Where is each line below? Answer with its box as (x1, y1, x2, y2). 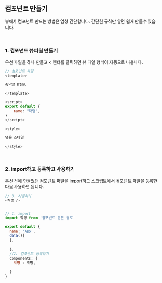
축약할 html (5, 82, 26, 87)
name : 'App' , (9, 229, 36, 234)
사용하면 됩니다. (14, 183, 44, 189)
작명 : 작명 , (14, 260, 36, 266)
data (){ (9, 233, 25, 238)
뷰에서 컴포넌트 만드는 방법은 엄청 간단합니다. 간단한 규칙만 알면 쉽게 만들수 (5, 18, 147, 24)
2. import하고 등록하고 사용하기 (5, 166, 75, 172)
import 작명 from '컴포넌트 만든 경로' (5, 216, 75, 220)
